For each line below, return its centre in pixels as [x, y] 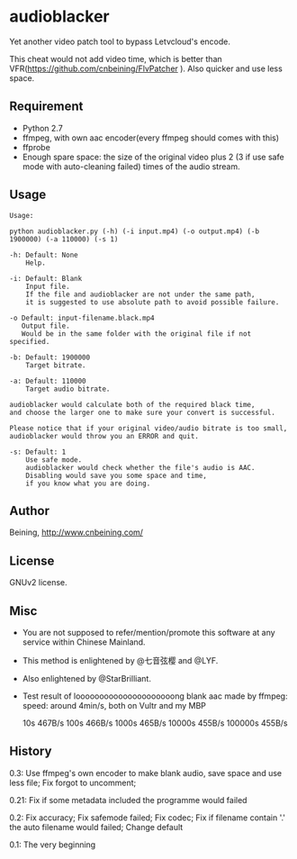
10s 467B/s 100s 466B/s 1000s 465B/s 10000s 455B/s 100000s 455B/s [155, 723]
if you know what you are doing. [88, 484]
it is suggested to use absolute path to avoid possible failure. [153, 302]
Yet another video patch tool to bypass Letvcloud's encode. [120, 41]
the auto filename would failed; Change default [96, 827]
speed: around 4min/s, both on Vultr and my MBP [114, 705]
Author [29, 511]
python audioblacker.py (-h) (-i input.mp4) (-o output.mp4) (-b [134, 231]
